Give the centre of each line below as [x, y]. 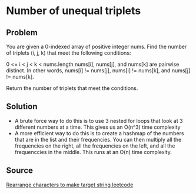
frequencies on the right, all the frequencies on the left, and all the [95, 146]
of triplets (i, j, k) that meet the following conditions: [69, 53]
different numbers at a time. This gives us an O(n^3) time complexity [97, 127]
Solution [22, 107]
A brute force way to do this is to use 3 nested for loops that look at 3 [99, 121]
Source [20, 171]
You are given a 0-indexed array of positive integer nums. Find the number [97, 46]
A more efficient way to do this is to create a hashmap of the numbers [99, 133]
